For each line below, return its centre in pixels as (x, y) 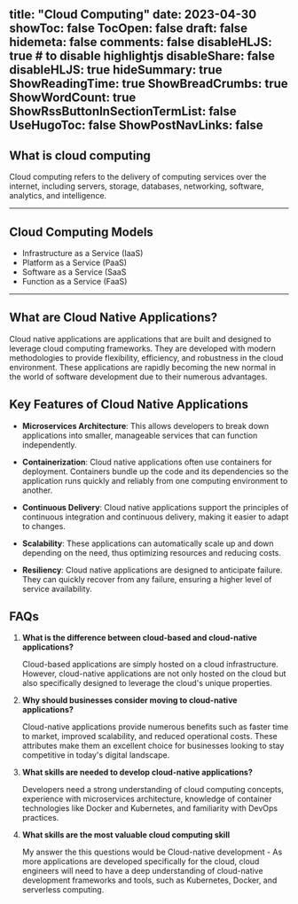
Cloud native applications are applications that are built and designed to (141, 339)
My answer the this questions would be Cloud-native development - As (152, 852)
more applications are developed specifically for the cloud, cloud (141, 861)
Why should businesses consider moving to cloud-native (129, 700)
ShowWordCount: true (73, 98)
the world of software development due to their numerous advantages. (138, 377)
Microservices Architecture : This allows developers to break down (145, 425)
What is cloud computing (80, 156)
